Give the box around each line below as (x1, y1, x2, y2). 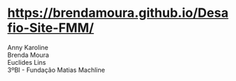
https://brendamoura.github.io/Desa (7, 5, 229, 21)
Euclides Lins (7, 58, 46, 66)
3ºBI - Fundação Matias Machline (7, 66, 105, 74)
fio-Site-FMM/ (7, 20, 95, 36)
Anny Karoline (7, 43, 48, 51)
